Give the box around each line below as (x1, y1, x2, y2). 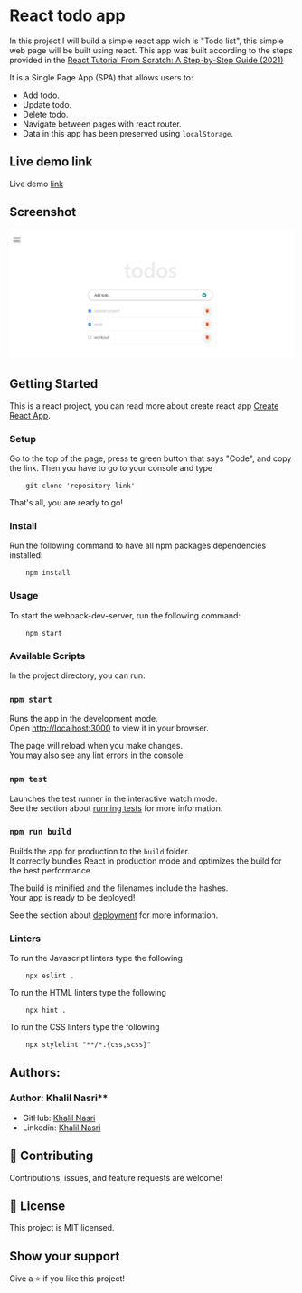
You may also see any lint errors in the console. (9, 750, 185, 760)
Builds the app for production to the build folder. (9, 845, 191, 856)
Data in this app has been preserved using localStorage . (22, 127, 233, 138)
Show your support (9, 1249, 120, 1264)
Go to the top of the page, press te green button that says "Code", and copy (9, 453, 292, 464)
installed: (9, 550, 43, 561)
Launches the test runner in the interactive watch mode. (9, 793, 219, 804)
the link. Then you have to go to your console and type (9, 463, 213, 474)
